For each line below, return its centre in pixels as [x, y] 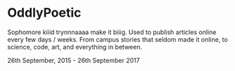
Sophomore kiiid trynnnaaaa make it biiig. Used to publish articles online [112, 32]
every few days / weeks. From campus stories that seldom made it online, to [118, 39]
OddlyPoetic [44, 13]
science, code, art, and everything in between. [75, 47]
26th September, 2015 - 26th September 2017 [74, 60]
